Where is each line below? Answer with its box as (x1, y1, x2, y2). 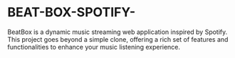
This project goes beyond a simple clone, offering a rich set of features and (7, 35, 229, 43)
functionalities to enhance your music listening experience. (7, 42, 180, 51)
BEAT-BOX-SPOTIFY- (7, 4, 136, 21)
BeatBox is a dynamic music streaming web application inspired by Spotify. (7, 28, 228, 36)
